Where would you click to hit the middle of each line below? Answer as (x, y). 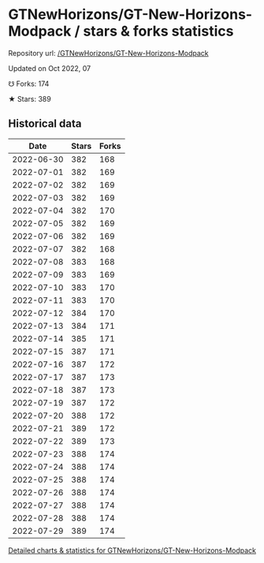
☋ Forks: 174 (29, 84)
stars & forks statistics (158, 31)
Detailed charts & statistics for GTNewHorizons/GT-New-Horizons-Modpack (132, 550)
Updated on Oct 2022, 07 (50, 68)
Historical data (45, 124)
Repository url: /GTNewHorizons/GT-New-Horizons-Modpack (108, 53)
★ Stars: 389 (30, 99)
